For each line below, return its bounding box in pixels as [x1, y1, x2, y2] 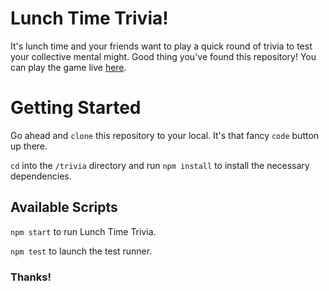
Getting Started [10, 97, 142, 119]
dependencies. [10, 170, 72, 182]
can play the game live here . [10, 61, 127, 73]
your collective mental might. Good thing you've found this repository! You [10, 50, 317, 62]
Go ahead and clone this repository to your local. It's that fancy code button [10, 129, 320, 141]
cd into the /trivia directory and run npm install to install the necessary [10, 159, 310, 171]
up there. [10, 140, 48, 152]
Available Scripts [10, 199, 118, 216]
